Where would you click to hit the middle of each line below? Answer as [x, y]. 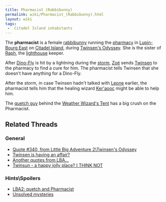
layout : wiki [19, 19]
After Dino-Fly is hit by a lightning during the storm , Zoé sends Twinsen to [81, 63]
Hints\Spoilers [23, 178]
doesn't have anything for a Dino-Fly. [43, 73]
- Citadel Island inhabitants [40, 28]
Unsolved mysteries [33, 195]
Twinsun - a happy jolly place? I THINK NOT [58, 165]
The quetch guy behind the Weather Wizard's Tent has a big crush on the [81, 103]
